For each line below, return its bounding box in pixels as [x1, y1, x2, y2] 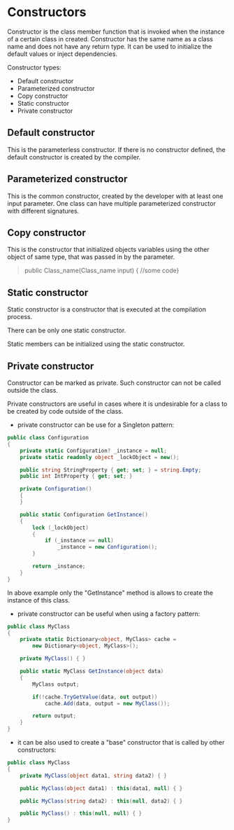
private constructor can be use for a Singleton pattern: [17, 421, 175, 429]
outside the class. [7, 386, 58, 394]
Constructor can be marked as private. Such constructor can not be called [7, 379, 221, 387]
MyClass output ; [32, 680, 80, 688]
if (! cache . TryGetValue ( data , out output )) [32, 694, 158, 701]
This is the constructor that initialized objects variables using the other [7, 246, 210, 254]
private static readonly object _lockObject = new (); [20, 453, 180, 460]
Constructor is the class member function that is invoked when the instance [7, 27, 225, 36]
